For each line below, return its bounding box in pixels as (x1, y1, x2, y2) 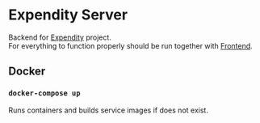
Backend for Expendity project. (8, 32, 111, 42)
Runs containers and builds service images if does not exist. (8, 105, 208, 115)
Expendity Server (8, 6, 128, 24)
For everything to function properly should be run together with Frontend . (8, 40, 253, 50)
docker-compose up (8, 89, 81, 98)
